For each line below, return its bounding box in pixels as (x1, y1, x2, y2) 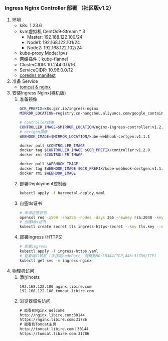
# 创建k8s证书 (19, 219, 46, 224)
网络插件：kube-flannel (19, 56, 68, 62)
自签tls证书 (19, 200, 42, 206)
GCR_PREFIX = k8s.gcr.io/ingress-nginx (19, 106, 99, 111)
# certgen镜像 (19, 129, 48, 134)
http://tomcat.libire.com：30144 (19, 326, 89, 332)
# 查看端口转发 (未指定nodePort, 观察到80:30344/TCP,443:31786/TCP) (19, 253, 156, 258)
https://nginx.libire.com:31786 (19, 317, 87, 322)
